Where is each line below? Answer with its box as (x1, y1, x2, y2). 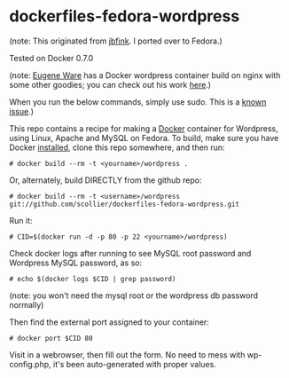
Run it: (9, 215, 33, 225)
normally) (9, 299, 44, 310)
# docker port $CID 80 (9, 334, 93, 343)
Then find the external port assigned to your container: (9, 317, 210, 327)
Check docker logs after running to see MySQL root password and (9, 248, 252, 258)
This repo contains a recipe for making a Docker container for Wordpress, (9, 122, 279, 134)
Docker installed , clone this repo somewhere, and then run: (9, 142, 225, 153)
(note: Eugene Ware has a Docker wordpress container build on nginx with (9, 69, 281, 81)
